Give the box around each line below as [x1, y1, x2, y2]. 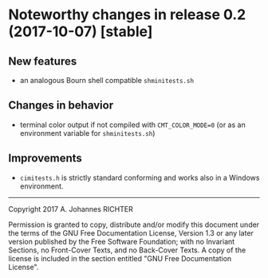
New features [8, 54, 77, 68]
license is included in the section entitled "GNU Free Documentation [8, 253, 232, 263]
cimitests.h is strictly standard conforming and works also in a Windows [19, 173, 260, 182]
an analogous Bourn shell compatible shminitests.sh [19, 76, 194, 85]
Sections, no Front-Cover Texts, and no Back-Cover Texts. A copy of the [8, 245, 246, 255]
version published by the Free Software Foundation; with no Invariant [8, 236, 235, 246]
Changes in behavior [8, 98, 114, 113]
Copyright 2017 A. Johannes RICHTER [8, 204, 133, 213]
